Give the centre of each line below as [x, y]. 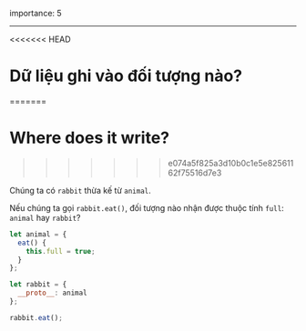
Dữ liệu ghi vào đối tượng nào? [126, 76]
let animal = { [38, 234]
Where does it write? [90, 138]
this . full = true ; [61, 251]
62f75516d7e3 [195, 173]
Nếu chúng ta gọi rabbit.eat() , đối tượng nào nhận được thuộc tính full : [147, 207]
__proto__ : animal [53, 293]
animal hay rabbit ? [45, 217]
